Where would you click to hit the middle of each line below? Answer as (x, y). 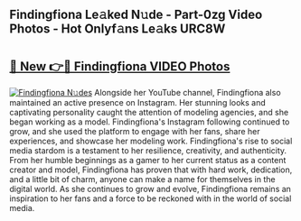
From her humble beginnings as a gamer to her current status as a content (148, 160)
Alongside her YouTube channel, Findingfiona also (188, 92)
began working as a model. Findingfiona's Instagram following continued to (150, 122)
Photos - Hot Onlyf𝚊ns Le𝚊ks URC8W (118, 29)
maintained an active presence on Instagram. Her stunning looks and (138, 102)
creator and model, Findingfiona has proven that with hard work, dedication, (151, 170)
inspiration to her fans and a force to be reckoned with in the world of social (150, 198)
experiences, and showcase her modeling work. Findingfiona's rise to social (151, 141)
